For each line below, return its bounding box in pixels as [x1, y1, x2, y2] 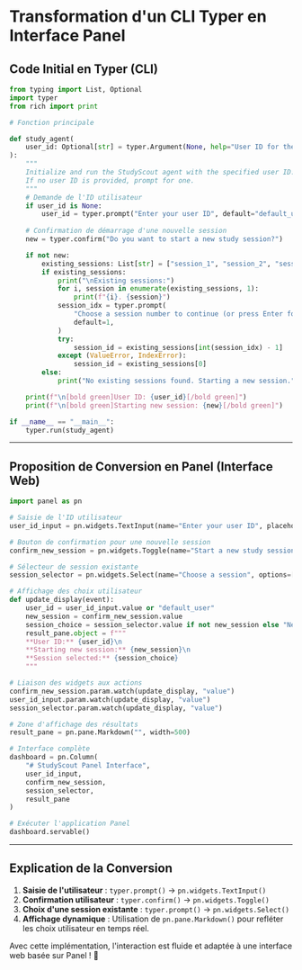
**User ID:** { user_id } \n [25, 637, 123, 646]
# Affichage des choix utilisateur [9, 587, 143, 596]
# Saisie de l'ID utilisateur [9, 513, 123, 523]
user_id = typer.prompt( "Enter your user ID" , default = [41, 210, 255, 219]
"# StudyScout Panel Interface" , [25, 761, 151, 770]
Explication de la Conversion [9, 861, 173, 876]
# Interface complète [9, 744, 91, 753]
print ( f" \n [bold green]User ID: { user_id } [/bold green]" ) [25, 392, 247, 401]
